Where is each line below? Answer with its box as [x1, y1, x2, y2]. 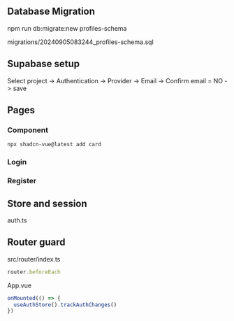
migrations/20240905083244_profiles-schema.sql [7, 38, 154, 46]
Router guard [7, 236, 66, 248]
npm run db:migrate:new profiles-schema [7, 24, 127, 32]
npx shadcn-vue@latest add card [7, 141, 101, 148]
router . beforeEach [7, 269, 61, 276]
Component [7, 125, 49, 135]
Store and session [7, 197, 87, 209]
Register [7, 176, 37, 186]
